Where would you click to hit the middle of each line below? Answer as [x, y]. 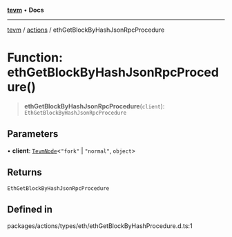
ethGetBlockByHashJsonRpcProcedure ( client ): [94, 106]
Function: [35, 58]
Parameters [33, 134]
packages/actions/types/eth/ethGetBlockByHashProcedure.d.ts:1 [100, 226]
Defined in [30, 209]
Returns [25, 172]
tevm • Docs [26, 10]
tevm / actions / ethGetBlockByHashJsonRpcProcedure [86, 30]
